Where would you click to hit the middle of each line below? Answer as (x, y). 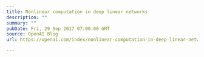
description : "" (27, 17)
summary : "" (21, 23)
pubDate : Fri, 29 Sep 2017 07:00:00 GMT (58, 28)
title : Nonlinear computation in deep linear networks (77, 12)
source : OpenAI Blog (32, 34)
